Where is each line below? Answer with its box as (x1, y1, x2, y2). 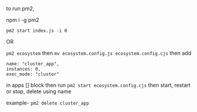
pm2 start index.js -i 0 (6, 28, 67, 34)
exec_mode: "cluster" (6, 71, 60, 77)
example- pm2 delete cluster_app (6, 100, 89, 106)
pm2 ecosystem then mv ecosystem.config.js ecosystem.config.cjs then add (6, 50, 192, 57)
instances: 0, (6, 66, 41, 72)
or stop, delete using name (6, 88, 72, 95)
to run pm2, (6, 5, 34, 12)
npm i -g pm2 (6, 17, 40, 23)
